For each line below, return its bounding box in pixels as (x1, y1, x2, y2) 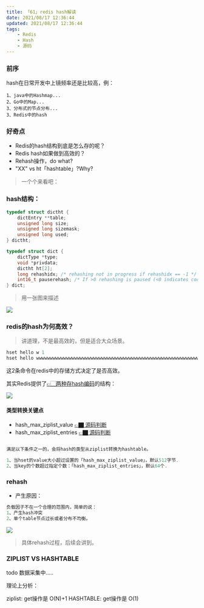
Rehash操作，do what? (15, 157, 73, 165)
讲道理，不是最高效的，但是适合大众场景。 (21, 337, 128, 345)
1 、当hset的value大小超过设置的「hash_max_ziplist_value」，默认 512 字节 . (6, 457, 179, 463)
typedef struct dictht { (6, 209, 69, 215)
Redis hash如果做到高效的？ (15, 150, 86, 157)
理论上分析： (6, 582, 38, 589)
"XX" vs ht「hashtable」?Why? (15, 165, 93, 173)
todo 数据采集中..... (6, 569, 53, 576)
